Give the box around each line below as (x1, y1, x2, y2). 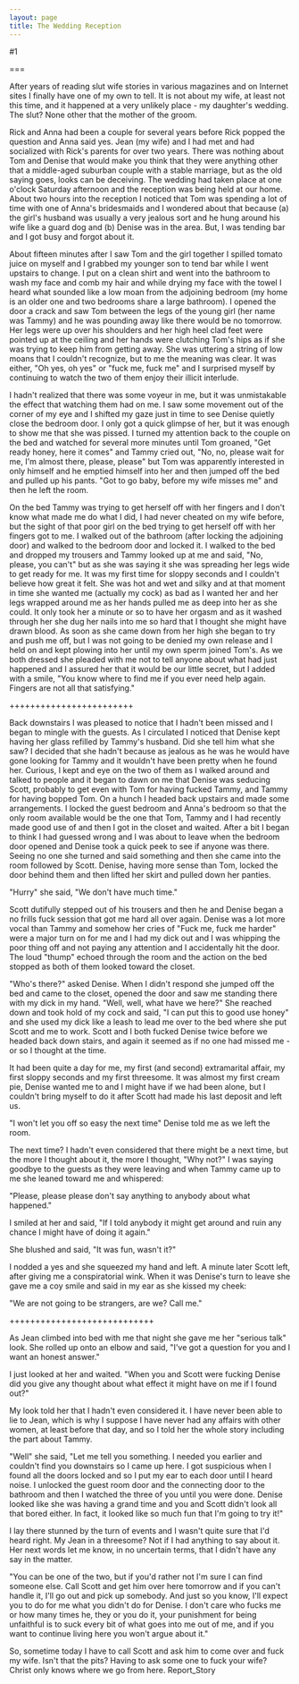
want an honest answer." (9, 1351, 100, 1362)
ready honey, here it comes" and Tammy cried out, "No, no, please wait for (9, 447, 285, 457)
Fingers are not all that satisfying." (9, 682, 136, 693)
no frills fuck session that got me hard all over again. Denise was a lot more (9, 914, 286, 924)
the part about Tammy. (9, 1433, 93, 1444)
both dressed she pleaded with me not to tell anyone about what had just (9, 654, 278, 665)
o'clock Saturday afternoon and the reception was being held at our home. (9, 183, 283, 194)
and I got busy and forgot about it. (9, 231, 135, 242)
